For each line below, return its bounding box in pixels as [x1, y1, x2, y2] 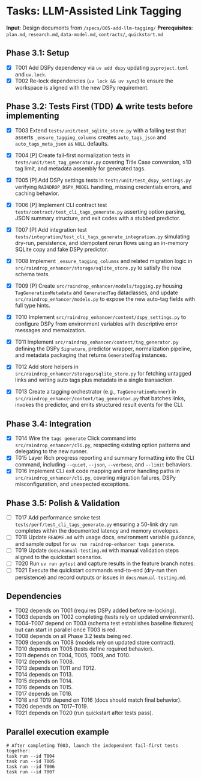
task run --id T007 [6, 769, 55, 775]
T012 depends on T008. [14, 658, 74, 666]
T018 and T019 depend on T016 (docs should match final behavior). [14, 696, 182, 704]
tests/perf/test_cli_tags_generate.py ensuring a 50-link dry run [14, 521, 178, 528]
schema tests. [14, 271, 50, 278]
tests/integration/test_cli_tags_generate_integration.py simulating [14, 233, 190, 240]
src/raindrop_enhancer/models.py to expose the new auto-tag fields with [14, 296, 196, 303]
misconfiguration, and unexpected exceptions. [14, 480, 130, 488]
